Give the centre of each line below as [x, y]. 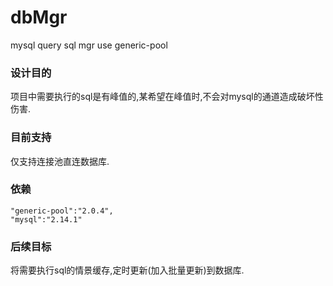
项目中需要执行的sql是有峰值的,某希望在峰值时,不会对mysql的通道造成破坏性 [167, 97]
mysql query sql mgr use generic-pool [89, 45]
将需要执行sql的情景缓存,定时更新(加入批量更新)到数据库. [127, 270]
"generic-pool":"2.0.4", [62, 211]
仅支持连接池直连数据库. [60, 161]
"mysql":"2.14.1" [46, 219]
